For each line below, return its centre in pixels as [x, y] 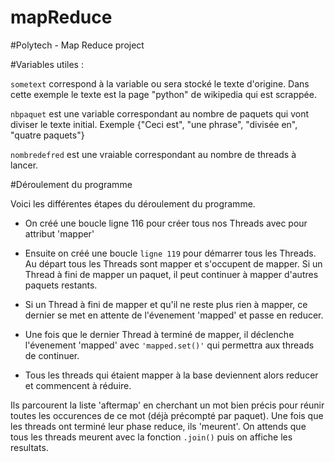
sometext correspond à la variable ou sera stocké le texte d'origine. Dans [160, 83]
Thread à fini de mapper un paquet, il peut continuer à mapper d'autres [171, 274]
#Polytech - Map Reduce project [77, 45]
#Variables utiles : [47, 64]
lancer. [24, 165]
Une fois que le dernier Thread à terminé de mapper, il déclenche [159, 334]
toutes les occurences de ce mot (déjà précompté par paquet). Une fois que [167, 415]
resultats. [29, 447]
